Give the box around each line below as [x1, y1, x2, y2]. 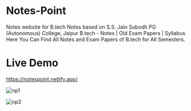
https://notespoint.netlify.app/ [6, 75, 78, 82]
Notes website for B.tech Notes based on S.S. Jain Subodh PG [6, 23, 157, 30]
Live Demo [6, 57, 58, 70]
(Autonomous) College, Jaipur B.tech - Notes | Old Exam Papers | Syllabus [6, 29, 186, 36]
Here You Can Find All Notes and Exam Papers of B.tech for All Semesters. [6, 36, 186, 43]
